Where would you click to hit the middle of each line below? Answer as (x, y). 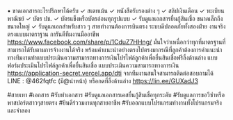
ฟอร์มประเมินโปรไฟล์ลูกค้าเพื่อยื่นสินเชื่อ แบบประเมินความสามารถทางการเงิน (93, 65)
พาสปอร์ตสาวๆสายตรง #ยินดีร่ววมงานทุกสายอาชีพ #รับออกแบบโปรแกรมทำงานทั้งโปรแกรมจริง (115, 103)
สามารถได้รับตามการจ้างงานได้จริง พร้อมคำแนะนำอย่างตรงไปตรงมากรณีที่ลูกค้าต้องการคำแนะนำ (115, 50)
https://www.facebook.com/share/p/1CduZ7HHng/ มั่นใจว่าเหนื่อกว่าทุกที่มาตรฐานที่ (116, 42)
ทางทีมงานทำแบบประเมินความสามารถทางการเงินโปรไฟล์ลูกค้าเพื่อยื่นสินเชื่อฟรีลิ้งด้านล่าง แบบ (112, 58)
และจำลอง (19, 110)
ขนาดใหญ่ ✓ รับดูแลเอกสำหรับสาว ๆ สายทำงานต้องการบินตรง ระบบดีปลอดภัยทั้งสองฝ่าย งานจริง (116, 26)
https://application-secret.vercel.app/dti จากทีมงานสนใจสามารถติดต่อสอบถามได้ (111, 73)
